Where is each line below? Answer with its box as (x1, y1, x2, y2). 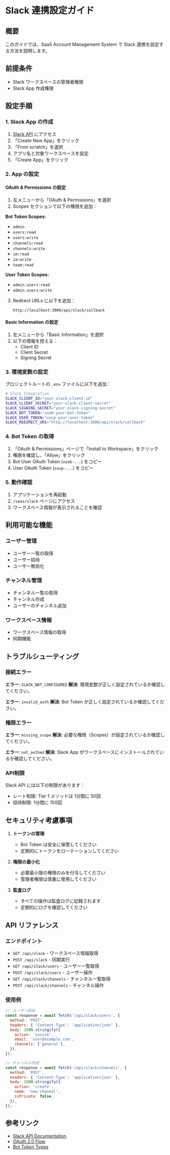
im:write (12, 257, 32, 262)
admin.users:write (12, 288, 52, 293)
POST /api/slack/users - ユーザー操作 (12, 969, 93, 975)
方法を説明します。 (9, 48, 50, 54)
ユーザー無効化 (12, 563, 45, 569)
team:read (12, 262, 34, 267)
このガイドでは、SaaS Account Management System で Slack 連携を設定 (5, 42, 160, 47)
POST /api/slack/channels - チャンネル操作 (12, 982, 104, 988)
